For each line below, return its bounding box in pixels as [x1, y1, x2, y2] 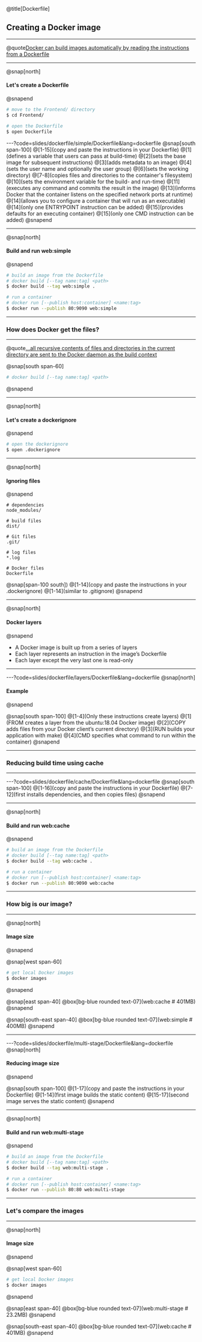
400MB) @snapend [6, 1022, 55, 1029]
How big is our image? [6, 900, 73, 908]
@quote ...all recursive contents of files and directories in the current [6, 345, 176, 352]
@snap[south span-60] [6, 363, 64, 370]
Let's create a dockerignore [6, 416, 77, 423]
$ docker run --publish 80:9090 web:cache [6, 880, 114, 886]
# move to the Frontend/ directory [6, 106, 96, 113]
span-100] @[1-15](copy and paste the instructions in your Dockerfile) [6, 146, 179, 153]
